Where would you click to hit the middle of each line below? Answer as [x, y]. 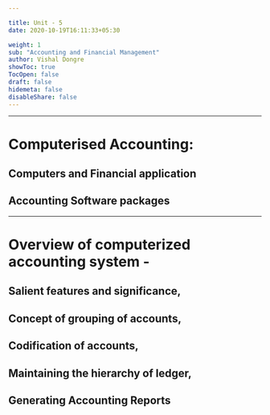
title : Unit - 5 [35, 22]
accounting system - [79, 262]
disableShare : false [43, 97]
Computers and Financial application [102, 174]
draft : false [30, 82]
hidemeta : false [35, 89]
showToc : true [32, 67]
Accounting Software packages [89, 201]
